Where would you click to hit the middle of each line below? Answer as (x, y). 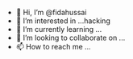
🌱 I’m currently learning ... (59, 29)
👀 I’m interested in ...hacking (63, 21)
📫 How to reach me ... (53, 47)
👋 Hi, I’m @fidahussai (51, 12)
